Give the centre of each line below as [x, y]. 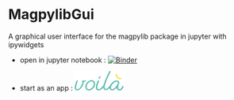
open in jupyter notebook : [63, 60]
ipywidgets [26, 44]
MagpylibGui [51, 15]
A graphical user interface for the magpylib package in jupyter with [118, 36]
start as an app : [46, 87]
